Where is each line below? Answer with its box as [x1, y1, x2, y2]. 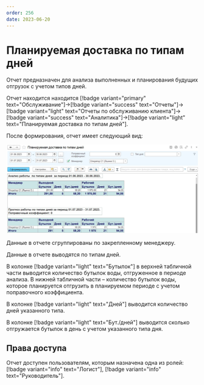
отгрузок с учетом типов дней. [6, 83, 87, 90]
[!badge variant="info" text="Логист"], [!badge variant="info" [6, 366, 161, 373]
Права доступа [6, 343, 67, 353]
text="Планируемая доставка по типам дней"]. [6, 121, 128, 128]
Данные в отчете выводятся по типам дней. [6, 251, 121, 258]
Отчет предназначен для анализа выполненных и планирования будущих [6, 76, 199, 83]
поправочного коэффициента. [6, 289, 84, 296]
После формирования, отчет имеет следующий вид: [6, 132, 143, 140]
